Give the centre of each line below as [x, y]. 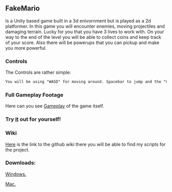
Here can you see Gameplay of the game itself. [55, 106]
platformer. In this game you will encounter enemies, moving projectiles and [85, 26]
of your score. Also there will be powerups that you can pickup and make [82, 42]
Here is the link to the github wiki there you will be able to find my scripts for [85, 144]
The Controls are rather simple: [38, 72]
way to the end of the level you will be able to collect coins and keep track [83, 37]
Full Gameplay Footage [34, 95]
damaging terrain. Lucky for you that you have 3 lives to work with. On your [85, 31]
